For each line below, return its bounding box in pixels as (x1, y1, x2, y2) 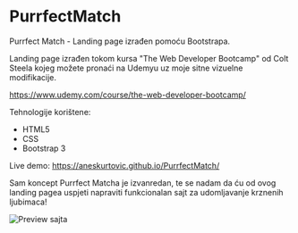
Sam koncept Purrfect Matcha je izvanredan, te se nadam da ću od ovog (9, 177, 277, 188)
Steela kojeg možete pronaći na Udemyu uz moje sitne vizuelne (9, 62, 243, 73)
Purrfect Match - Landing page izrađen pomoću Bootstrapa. (9, 36, 231, 46)
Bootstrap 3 (21, 143, 66, 154)
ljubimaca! (9, 196, 47, 207)
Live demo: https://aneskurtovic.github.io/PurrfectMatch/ (9, 160, 220, 171)
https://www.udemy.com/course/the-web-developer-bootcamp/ (9, 89, 246, 100)
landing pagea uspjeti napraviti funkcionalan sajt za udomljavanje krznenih (9, 187, 284, 197)
